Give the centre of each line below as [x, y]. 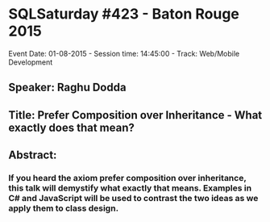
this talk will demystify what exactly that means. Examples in [130, 188]
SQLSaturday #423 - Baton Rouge [124, 14]
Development [31, 62]
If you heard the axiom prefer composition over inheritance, [127, 178]
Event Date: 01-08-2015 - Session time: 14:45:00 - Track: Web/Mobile [124, 53]
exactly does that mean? [71, 127]
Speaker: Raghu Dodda [67, 88]
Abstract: [33, 155]
